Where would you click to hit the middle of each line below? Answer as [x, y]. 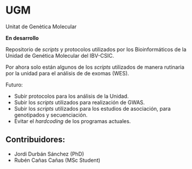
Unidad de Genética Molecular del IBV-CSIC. [60, 55]
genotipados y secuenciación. [51, 115]
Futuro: [14, 84]
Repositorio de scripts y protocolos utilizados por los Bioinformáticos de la [96, 49]
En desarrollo [22, 38]
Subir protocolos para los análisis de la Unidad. [71, 96]
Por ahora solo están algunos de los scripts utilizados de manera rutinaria [95, 67]
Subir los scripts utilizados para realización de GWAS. [79, 102]
